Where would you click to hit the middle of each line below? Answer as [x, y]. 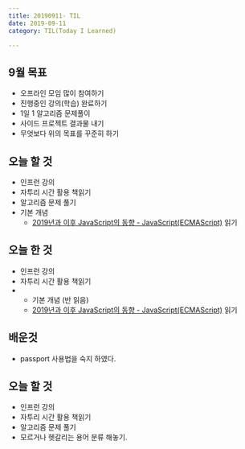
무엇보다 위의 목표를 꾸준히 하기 [69, 134]
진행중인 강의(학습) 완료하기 [63, 103]
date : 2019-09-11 [37, 23]
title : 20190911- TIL [45, 16]
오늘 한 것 [31, 250]
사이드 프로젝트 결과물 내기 [62, 124]
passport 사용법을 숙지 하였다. [68, 358]
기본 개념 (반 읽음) [60, 299]
